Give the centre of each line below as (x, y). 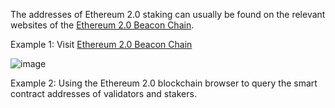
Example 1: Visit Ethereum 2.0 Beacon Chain (101, 44)
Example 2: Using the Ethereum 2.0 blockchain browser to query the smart (164, 83)
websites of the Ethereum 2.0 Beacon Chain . (102, 25)
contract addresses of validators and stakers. (103, 93)
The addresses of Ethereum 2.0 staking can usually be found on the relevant (168, 14)
